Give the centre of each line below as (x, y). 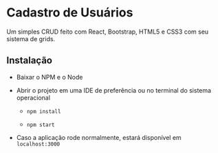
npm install (44, 111)
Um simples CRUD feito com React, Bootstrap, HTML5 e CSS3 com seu (108, 32)
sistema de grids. (31, 38)
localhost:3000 (38, 144)
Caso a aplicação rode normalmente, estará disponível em (99, 137)
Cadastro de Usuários (70, 13)
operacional (33, 97)
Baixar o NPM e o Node (50, 77)
